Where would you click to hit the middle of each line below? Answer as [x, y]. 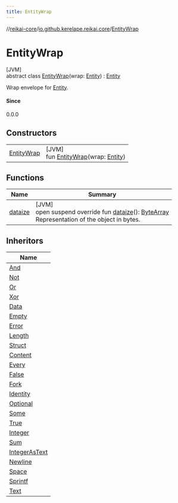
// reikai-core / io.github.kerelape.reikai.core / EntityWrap [72, 29]
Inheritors [25, 240]
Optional [21, 404]
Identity [20, 394]
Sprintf [19, 481]
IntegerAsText [29, 452]
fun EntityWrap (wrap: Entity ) [86, 157]
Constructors [32, 133]
